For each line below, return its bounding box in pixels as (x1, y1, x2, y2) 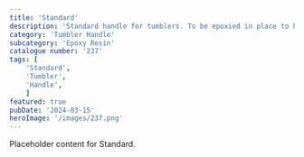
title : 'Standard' (9, 13, 79, 23)
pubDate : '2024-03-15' (9, 106, 95, 115)
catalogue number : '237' (9, 47, 103, 56)
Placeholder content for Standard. (9, 139, 136, 150)
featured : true (9, 97, 67, 106)
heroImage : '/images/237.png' (9, 114, 124, 123)
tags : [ (9, 55, 39, 64)
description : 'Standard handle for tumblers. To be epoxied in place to (9, 22, 290, 31)
